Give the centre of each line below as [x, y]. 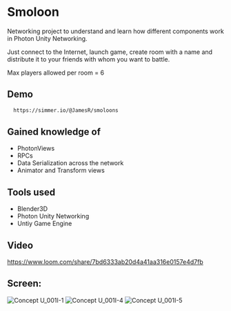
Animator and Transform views [61, 171]
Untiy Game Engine [44, 224]
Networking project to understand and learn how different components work [115, 31]
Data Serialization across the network [70, 163]
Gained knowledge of [54, 132]
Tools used [31, 192]
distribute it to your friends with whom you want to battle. [89, 59]
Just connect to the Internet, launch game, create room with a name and [110, 52]
